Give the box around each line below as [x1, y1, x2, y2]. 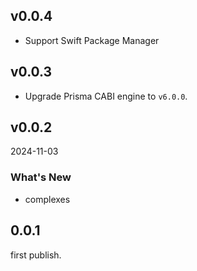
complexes [24, 193, 71, 205]
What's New [10, 170, 72, 184]
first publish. [10, 249, 62, 261]
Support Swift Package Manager [24, 34, 160, 46]
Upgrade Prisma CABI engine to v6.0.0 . [24, 90, 188, 102]
